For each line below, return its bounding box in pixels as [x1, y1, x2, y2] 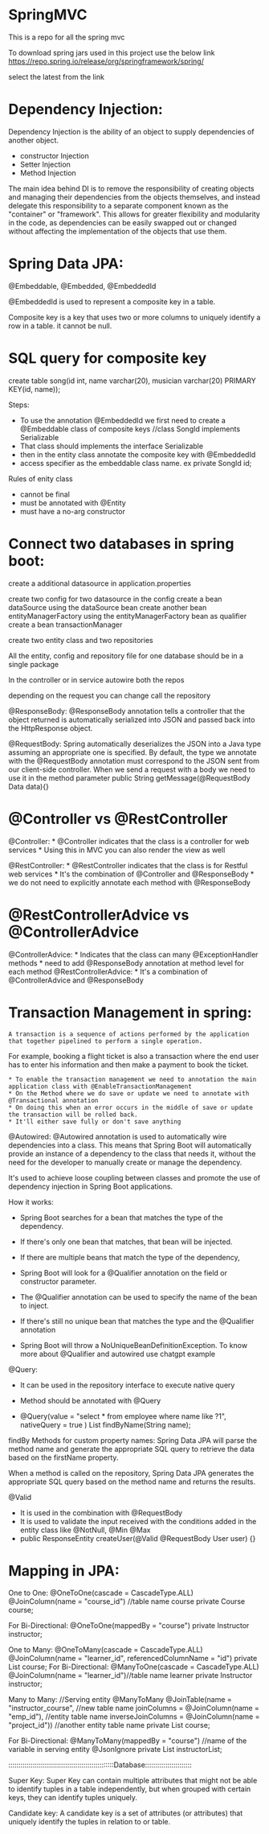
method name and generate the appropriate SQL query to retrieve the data [8, 1444, 255, 1453]
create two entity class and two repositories [8, 635, 154, 645]
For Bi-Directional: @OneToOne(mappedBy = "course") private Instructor [8, 1621, 250, 1630]
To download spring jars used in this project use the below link [8, 47, 215, 57]
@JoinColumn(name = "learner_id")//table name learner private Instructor [8, 1671, 253, 1680]
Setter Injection [19, 159, 71, 169]
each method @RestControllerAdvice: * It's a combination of [8, 966, 208, 976]
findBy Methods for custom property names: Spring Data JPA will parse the [8, 1435, 258, 1445]
